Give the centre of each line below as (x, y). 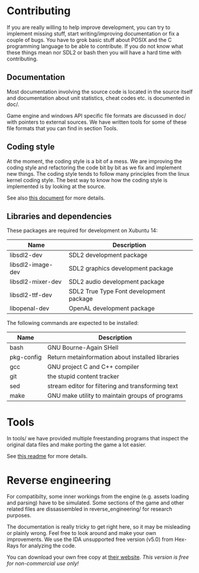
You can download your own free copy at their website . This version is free (98, 557)
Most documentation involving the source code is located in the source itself (100, 91)
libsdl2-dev (26, 255)
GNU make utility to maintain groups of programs (115, 396)
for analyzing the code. (48, 546)
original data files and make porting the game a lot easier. (76, 445)
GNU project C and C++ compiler (93, 367)
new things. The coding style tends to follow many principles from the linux (98, 173)
